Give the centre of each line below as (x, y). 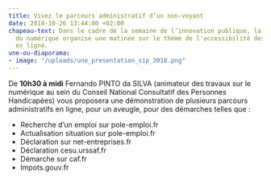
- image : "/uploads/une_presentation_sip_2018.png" (97, 61)
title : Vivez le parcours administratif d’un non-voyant (106, 16)
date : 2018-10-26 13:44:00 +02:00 (67, 23)
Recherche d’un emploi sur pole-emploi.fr (89, 125)
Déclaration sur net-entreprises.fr (76, 141)
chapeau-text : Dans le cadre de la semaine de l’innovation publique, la (135, 31)
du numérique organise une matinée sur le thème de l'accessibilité (133, 38)
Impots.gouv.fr (44, 167)
